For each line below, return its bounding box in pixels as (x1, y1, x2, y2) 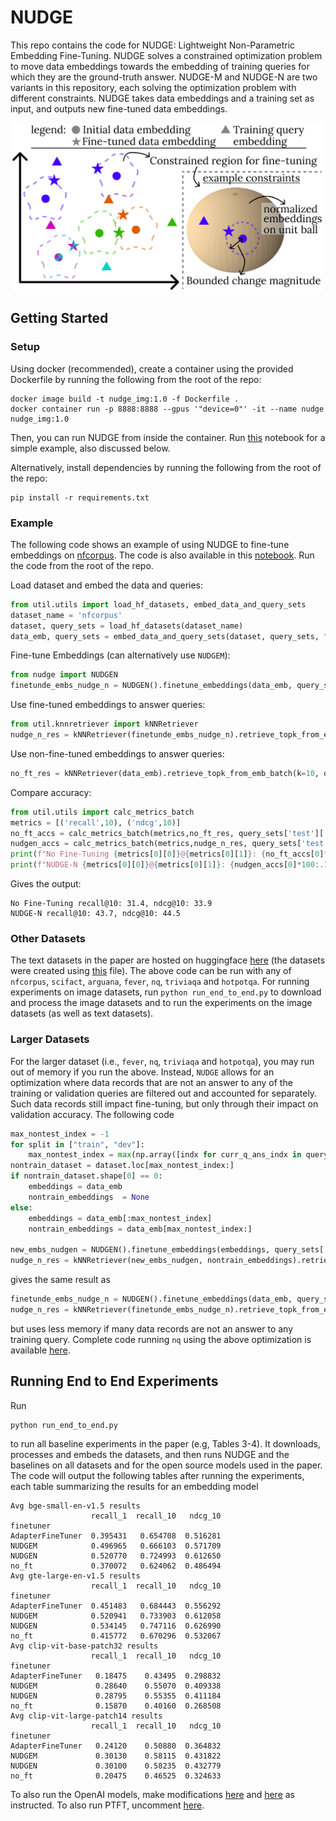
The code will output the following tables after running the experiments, (10, 1469, 305, 1481)
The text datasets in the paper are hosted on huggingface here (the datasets (10, 954, 326, 966)
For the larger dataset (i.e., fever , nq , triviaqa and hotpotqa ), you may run (10, 1055, 315, 1067)
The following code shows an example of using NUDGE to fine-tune (10, 538, 290, 550)
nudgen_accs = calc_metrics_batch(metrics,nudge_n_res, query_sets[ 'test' (10, 839, 329, 849)
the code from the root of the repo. (10, 559, 154, 571)
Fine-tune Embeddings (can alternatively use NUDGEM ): (10, 649, 231, 661)
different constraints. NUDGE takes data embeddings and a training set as (10, 92, 315, 104)
